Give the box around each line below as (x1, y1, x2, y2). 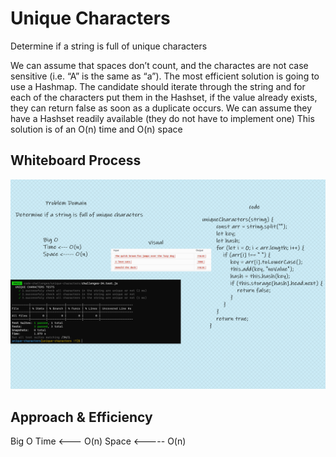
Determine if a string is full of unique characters (10, 40, 208, 52)
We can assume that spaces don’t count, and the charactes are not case (10, 59, 309, 71)
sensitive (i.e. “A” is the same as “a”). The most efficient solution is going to (10, 70, 320, 82)
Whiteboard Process (10, 152, 142, 169)
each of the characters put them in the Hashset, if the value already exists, (10, 91, 318, 103)
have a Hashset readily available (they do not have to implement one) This (10, 112, 315, 124)
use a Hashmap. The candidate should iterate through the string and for (10, 80, 306, 92)
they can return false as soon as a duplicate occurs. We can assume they (10, 102, 313, 114)
